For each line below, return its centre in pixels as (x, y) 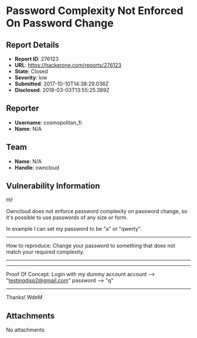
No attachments (26, 330)
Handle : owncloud (37, 168)
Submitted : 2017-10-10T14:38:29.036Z (62, 84)
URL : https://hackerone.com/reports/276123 (68, 65)
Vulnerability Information (53, 186)
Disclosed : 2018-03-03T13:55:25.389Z (62, 90)
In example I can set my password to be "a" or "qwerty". (74, 229)
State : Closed (31, 71)
